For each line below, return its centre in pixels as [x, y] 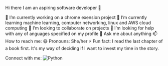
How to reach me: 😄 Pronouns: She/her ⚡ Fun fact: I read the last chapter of [84, 41]
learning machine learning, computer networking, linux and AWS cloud [78, 23]
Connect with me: [23, 58]
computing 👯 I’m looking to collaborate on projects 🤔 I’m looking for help [80, 28]
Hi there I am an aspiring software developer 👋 [53, 8]
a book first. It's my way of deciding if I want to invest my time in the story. [82, 48]
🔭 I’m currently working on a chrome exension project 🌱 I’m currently [76, 17]
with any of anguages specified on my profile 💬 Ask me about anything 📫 [81, 33]
